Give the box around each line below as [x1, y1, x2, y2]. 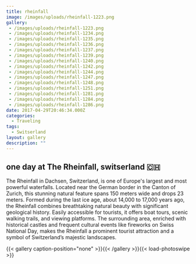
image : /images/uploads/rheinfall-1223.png [6, 14, 115, 20]
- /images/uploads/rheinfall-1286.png [8, 101, 104, 108]
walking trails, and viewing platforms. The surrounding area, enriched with [6, 215, 187, 222]
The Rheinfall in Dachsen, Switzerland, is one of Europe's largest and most [6, 177, 187, 184]
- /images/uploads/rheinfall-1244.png [8, 69, 104, 75]
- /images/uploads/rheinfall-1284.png [8, 96, 104, 102]
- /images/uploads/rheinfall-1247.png [8, 74, 104, 80]
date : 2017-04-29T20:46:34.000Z [6, 107, 85, 113]
